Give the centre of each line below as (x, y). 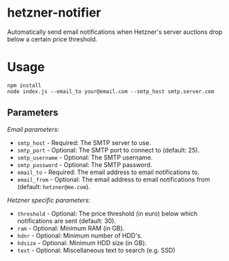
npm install (24, 85)
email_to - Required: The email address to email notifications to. (108, 172)
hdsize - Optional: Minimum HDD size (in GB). (82, 242)
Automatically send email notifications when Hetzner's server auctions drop (115, 32)
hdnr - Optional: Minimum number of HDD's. (80, 235)
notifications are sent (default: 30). (66, 221)
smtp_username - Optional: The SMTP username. (85, 157)
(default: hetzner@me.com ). (54, 186)
